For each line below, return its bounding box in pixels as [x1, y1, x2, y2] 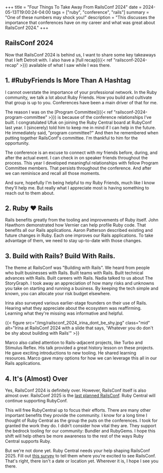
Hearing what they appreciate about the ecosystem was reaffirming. [5, 305, 142, 311]
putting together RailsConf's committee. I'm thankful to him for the [5, 135, 138, 141]
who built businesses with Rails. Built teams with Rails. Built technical [5, 270, 144, 276]
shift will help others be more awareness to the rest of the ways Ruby [5, 433, 144, 439]
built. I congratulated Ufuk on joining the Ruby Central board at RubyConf [5, 119, 152, 125]
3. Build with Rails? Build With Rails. [5, 252, 115, 260]
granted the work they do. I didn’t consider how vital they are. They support [5, 423, 157, 429]
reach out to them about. [5, 190, 55, 196]
